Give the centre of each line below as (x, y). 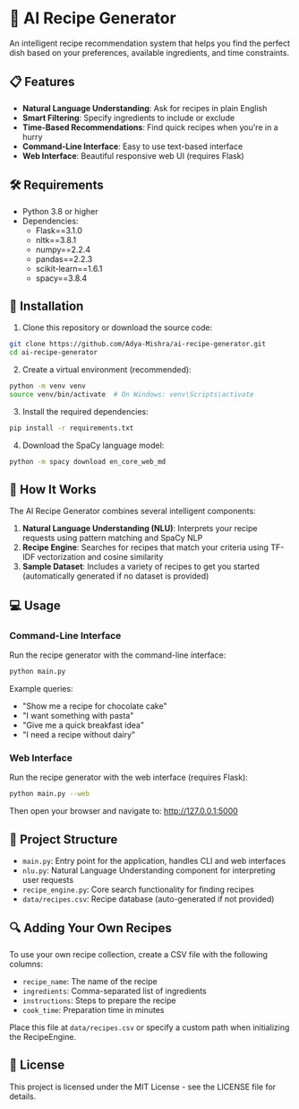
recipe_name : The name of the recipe (90, 981)
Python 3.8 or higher (60, 211)
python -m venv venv (48, 386)
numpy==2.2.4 (63, 249)
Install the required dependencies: (85, 411)
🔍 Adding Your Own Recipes (91, 928)
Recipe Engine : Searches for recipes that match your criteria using (145, 547)
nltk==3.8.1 (56, 240)
